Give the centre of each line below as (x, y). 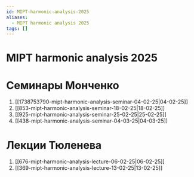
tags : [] (17, 28)
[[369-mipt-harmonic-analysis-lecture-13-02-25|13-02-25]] (89, 168)
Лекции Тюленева (54, 145)
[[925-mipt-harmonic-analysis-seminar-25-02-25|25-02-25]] (91, 115)
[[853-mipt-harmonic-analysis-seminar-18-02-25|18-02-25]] (90, 108)
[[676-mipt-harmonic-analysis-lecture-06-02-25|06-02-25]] (90, 161)
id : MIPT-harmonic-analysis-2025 (48, 12)
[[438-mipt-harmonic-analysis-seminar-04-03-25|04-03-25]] (91, 121)
